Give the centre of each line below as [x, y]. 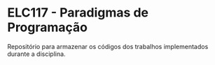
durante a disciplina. [36, 54]
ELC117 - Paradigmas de [78, 13]
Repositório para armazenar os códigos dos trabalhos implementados [108, 46]
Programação [47, 27]
